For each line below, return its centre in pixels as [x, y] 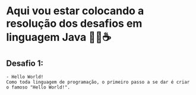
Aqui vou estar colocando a [75, 11]
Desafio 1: [25, 63]
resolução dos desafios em [74, 23]
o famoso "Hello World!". [38, 87]
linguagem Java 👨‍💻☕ [59, 37]
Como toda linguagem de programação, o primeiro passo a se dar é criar [98, 82]
